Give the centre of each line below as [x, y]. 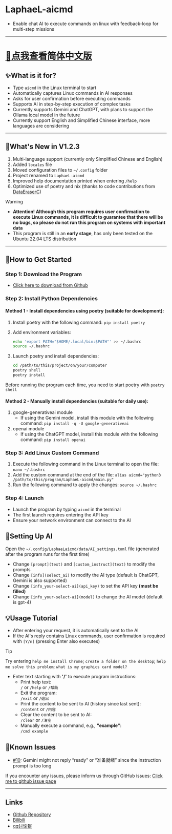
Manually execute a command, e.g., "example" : [71, 725]
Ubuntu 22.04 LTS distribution [45, 239]
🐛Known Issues [31, 747]
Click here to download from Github [50, 285]
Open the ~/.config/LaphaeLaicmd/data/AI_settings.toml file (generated [82, 549]
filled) [19, 591]
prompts [21, 569]
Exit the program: [39, 693]
